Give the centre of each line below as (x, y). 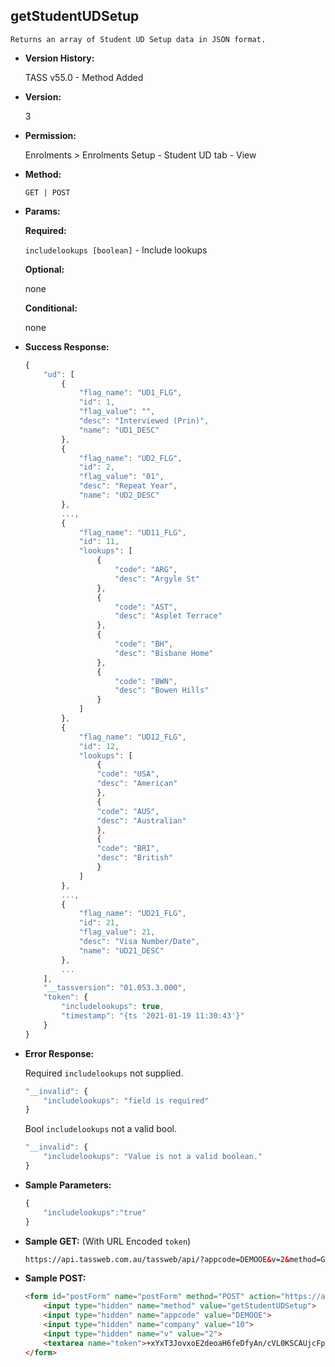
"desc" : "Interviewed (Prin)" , (144, 421)
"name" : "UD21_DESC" (121, 950)
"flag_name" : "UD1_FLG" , (130, 393)
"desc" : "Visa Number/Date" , (139, 942)
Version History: (59, 58)
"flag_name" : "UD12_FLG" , (132, 737)
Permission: (50, 135)
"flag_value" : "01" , (121, 477)
